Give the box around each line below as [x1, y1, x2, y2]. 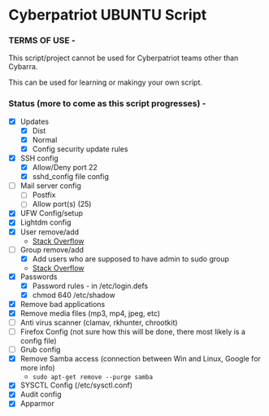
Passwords [20, 271, 58, 282]
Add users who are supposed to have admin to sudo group [32, 254, 229, 264]
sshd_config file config [32, 172, 110, 182]
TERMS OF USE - [8, 35, 76, 46]
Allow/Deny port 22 [32, 163, 98, 173]
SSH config [20, 153, 59, 164]
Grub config [20, 344, 61, 355]
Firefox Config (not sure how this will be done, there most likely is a [20, 327, 246, 337]
